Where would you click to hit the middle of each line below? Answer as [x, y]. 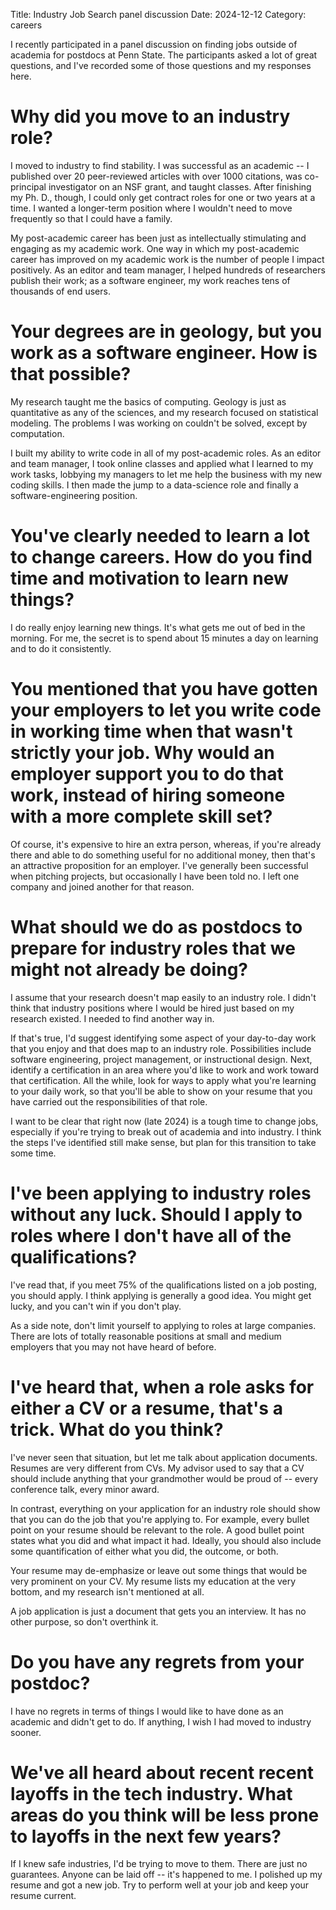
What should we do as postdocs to [156, 926]
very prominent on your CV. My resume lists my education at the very [153, 1581]
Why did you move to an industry [150, 116]
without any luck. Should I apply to [156, 1214]
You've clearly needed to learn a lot [160, 536]
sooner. [26, 1732]
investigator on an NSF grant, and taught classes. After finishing [180, 186]
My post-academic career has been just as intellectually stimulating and [158, 238]
